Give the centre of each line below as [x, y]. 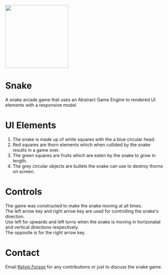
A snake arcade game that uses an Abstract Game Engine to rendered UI [80, 99]
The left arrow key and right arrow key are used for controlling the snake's [82, 211]
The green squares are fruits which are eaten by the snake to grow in [84, 155]
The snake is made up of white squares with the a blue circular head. [84, 139]
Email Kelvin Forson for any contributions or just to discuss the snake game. [84, 266]
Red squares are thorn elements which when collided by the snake [81, 145]
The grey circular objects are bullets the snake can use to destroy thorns [88, 166]
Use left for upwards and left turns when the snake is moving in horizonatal [83, 222]
